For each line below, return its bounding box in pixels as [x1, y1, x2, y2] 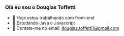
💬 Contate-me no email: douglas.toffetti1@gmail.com [12, 25, 120, 31]
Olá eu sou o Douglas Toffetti [5, 4, 76, 11]
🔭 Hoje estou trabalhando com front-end [12, 15, 95, 21]
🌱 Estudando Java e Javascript [12, 20, 75, 26]
